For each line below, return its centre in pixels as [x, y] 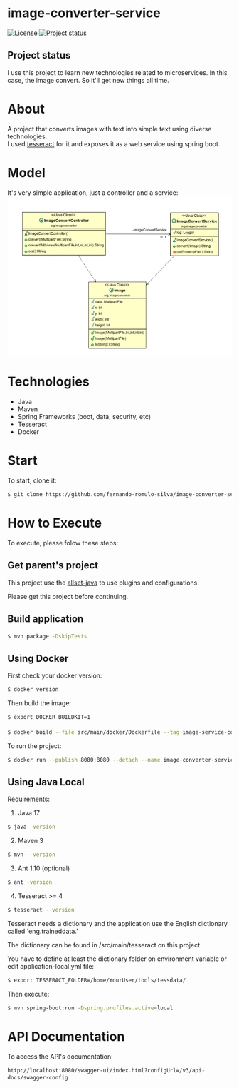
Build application [46, 619]
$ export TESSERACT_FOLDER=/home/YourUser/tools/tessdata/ [97, 980]
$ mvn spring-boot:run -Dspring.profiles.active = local [90, 1008]
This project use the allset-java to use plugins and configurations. [103, 583]
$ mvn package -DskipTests [47, 636]
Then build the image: [39, 703]
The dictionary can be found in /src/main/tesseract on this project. [105, 945]
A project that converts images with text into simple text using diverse [110, 129]
